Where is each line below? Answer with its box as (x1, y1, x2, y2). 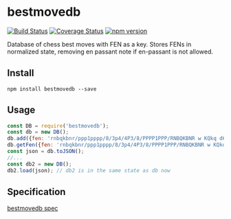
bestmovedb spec (7, 204, 58, 213)
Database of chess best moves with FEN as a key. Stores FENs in (7, 40, 192, 48)
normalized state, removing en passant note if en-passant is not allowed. (7, 47, 213, 56)
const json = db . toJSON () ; (7, 148, 85, 155)
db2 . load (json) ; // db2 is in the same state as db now (7, 167, 170, 174)
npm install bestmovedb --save (7, 85, 97, 93)
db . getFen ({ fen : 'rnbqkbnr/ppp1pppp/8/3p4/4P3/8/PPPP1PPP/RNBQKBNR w (7, 141, 211, 148)
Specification (7, 186, 66, 198)
